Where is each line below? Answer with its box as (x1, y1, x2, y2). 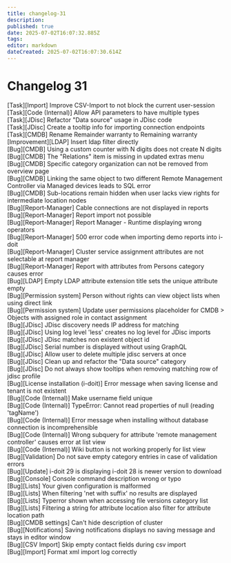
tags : (7, 36, 23, 43)
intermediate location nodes (7, 196, 87, 204)
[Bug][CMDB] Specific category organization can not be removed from (7, 159, 208, 167)
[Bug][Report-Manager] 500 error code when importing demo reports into (7, 232, 217, 241)
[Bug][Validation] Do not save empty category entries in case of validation (7, 452, 218, 460)
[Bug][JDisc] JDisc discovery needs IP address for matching (7, 320, 179, 329)
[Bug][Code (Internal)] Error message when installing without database (7, 416, 209, 424)
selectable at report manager (7, 254, 90, 263)
